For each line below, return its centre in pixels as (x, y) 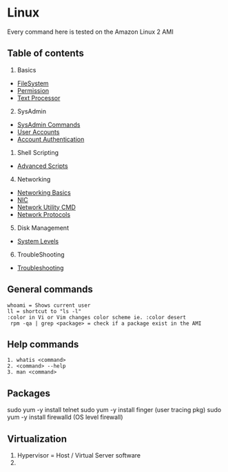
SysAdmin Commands (49, 125)
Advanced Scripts (42, 166)
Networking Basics (44, 192)
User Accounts (38, 131)
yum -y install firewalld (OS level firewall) (65, 417)
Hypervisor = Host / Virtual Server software (79, 455)
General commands (50, 289)
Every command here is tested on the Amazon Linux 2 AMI (90, 32)
